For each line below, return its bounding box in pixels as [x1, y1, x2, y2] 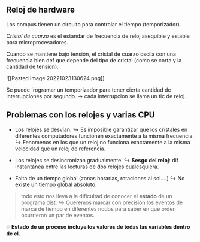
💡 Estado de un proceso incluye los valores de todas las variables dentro [6, 223, 190, 230]
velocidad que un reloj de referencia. [14, 145, 106, 152]
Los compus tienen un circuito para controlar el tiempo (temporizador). [6, 20, 181, 28]
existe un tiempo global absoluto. [14, 181, 97, 188]
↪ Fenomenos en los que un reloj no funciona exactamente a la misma [14, 138, 190, 146]
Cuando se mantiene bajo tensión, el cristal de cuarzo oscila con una [6, 50, 177, 58]
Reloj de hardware [6, 5, 75, 15]
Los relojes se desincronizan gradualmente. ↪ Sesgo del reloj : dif [14, 156, 178, 164]
